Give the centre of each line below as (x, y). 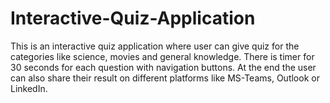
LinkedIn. (29, 88)
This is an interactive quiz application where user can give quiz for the (155, 46)
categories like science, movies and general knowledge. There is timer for (162, 56)
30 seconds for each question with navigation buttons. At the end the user (163, 67)
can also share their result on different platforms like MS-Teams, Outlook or (165, 78)
